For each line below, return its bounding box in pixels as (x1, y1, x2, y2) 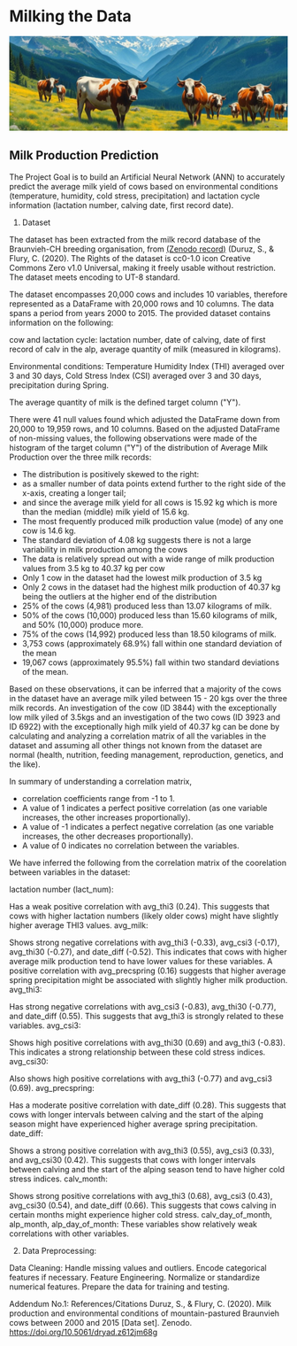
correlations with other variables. (9, 1228, 130, 1239)
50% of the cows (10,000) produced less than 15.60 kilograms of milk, (21, 609, 278, 621)
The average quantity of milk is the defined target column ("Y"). (9, 397, 241, 407)
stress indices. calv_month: (9, 1173, 108, 1184)
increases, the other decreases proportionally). (21, 831, 194, 841)
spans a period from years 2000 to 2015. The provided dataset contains (9, 307, 271, 318)
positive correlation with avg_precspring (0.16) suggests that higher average (9, 965, 286, 976)
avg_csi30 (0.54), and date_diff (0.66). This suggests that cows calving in (9, 1200, 277, 1211)
